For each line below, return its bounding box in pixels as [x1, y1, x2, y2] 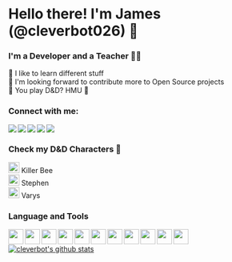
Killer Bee [21, 166, 54, 175]
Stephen [21, 178, 50, 188]
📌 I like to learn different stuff [8, 69, 104, 79]
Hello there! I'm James [8, 5, 162, 23]
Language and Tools [8, 211, 90, 221]
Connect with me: [8, 106, 79, 117]
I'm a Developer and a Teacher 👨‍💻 [8, 50, 142, 62]
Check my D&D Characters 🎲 [8, 143, 122, 155]
